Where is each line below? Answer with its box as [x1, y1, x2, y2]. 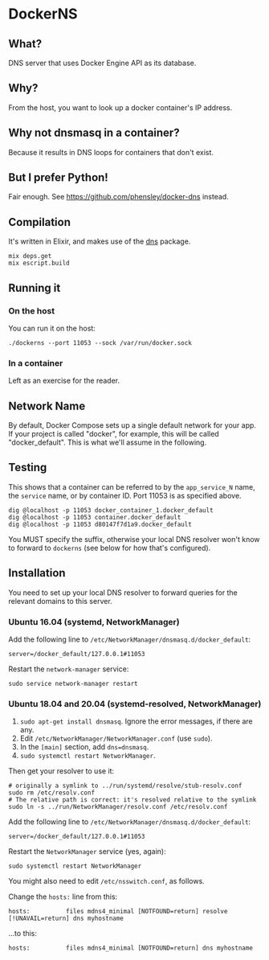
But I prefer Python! [8, 170, 108, 185]
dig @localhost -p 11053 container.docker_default [8, 513, 181, 521]
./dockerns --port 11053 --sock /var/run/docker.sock [8, 338, 193, 347]
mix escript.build [8, 259, 70, 268]
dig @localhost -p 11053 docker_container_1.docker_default [8, 506, 214, 515]
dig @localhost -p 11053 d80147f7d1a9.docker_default [8, 520, 193, 528]
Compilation [8, 215, 71, 229]
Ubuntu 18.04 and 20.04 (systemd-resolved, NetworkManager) [8, 698, 262, 709]
